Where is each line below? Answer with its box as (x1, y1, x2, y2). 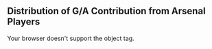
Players (7, 16, 40, 28)
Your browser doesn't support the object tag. (7, 34, 135, 42)
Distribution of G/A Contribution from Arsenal (7, 5, 206, 17)
